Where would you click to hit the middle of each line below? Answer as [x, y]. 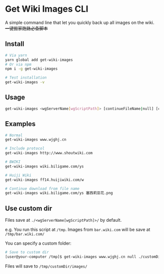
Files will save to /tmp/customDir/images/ [46, 266]
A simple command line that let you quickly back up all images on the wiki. [80, 22]
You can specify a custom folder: [38, 243]
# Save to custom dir [27, 253]
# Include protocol [25, 148]
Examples [20, 124]
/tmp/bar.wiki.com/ [25, 234]
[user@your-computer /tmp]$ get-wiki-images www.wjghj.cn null [71, 257]
